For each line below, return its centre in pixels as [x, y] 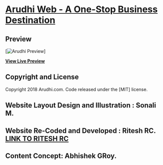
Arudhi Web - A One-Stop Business [81, 9]
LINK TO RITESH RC [37, 139]
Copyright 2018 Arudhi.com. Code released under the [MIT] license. [76, 89]
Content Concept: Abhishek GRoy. [61, 156]
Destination [30, 20]
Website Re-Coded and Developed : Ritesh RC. [81, 131]
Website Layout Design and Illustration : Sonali [81, 105]
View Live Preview [25, 61]
